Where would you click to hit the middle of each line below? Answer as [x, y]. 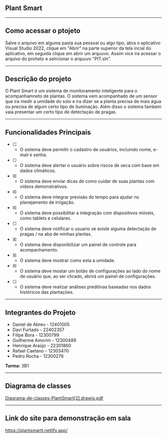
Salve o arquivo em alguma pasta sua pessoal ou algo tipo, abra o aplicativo [83, 43]
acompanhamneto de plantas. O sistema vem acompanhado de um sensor [81, 96]
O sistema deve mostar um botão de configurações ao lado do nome [90, 271]
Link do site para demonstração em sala [68, 418]
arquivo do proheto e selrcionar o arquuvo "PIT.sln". [58, 59]
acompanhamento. [39, 250]
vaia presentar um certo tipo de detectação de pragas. [61, 112]
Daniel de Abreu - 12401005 [41, 325]
